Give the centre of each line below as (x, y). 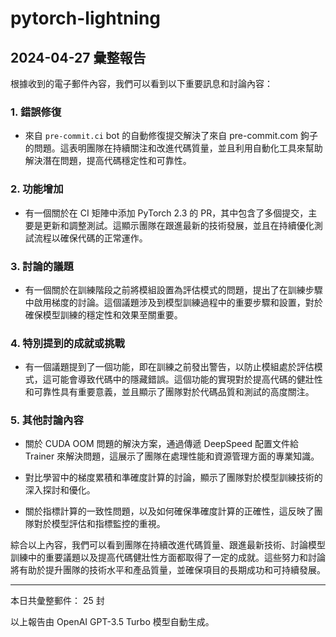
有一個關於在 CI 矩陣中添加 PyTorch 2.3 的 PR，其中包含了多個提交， (166, 213)
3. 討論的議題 (42, 266)
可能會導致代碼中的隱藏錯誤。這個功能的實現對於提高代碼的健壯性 (187, 379)
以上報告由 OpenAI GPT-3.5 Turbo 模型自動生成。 (112, 622)
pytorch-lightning (86, 18)
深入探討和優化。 (60, 490)
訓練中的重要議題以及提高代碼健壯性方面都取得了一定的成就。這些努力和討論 (168, 558)
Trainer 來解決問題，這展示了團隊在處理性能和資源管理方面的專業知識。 (172, 456)
